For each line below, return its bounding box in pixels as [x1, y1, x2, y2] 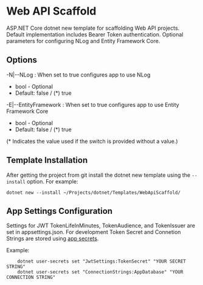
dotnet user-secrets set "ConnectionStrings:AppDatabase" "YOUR [17, 269, 184, 275]
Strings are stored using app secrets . [6, 235, 99, 242]
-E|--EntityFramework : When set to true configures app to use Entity [6, 101, 179, 108]
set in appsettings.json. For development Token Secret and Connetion [6, 228, 181, 236]
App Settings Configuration [6, 205, 113, 216]
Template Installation [6, 155, 88, 165]
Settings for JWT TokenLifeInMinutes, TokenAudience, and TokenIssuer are [6, 222, 196, 229]
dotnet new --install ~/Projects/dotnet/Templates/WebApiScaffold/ [6, 190, 181, 196]
